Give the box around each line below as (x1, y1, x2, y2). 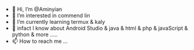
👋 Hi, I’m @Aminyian (11, 6, 62, 12)
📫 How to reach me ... (11, 37, 68, 45)
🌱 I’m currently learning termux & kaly (11, 18, 105, 25)
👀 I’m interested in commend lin (11, 12, 90, 19)
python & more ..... (11, 31, 58, 38)
